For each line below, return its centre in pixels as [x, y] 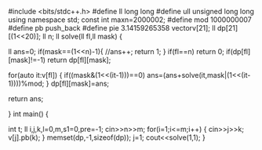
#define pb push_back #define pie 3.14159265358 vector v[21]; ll [112, 28]
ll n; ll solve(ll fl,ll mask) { [83, 36]
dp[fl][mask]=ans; [80, 83]
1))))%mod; [26, 83]
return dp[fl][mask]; [79, 60]
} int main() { [28, 114]
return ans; [26, 99]
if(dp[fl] [238, 51]
